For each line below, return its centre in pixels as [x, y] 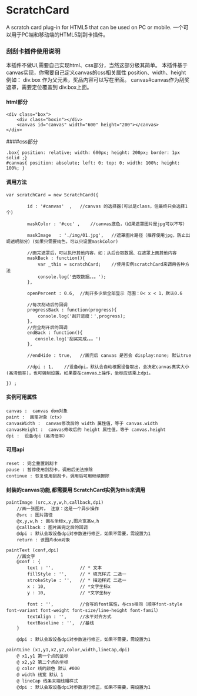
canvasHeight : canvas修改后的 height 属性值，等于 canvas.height [86, 430]
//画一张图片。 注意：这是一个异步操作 [58, 509]
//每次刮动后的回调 [47, 304]
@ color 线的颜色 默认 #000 [49, 669]
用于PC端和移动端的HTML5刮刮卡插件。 [60, 34]
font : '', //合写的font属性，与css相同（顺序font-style [105, 604]
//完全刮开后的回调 [47, 327]
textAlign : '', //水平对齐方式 [69, 617]
